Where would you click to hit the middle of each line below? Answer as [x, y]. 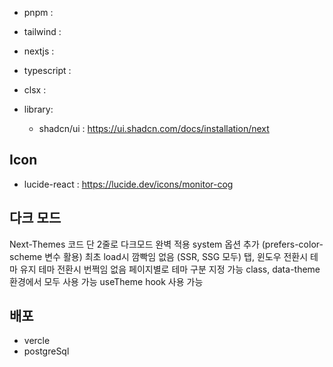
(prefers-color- [292, 244]
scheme [26, 256]
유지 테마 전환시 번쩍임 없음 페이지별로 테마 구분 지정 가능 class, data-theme [170, 269]
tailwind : [42, 31]
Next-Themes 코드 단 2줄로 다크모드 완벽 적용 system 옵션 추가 [134, 244]
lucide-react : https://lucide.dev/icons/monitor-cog [128, 184]
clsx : [35, 90]
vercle [37, 341]
